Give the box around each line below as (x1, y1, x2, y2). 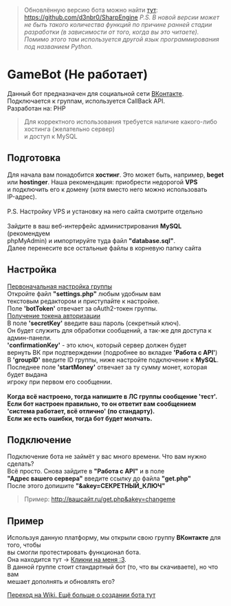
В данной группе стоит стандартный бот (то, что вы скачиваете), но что (7, 563, 219, 571)
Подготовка (7, 152, 60, 164)
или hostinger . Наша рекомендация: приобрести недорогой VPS (7, 177, 198, 186)
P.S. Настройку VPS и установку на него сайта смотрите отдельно (7, 207, 203, 215)
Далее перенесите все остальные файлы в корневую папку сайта (7, 244, 201, 252)
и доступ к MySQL (23, 132, 78, 140)
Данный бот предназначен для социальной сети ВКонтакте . (7, 89, 184, 97)
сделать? (7, 460, 34, 468)
